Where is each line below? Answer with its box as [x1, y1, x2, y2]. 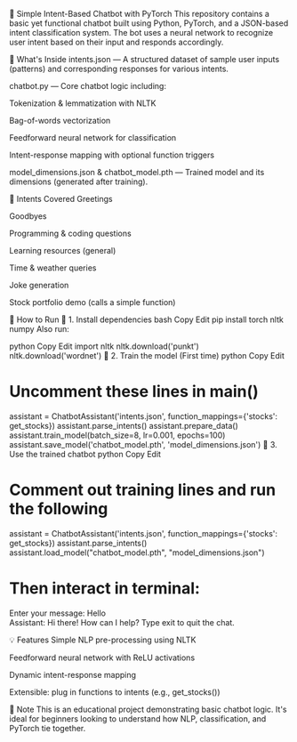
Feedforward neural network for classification [9, 133, 177, 142]
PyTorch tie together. [9, 722, 86, 733]
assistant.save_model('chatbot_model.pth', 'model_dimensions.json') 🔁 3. [9, 439, 277, 449]
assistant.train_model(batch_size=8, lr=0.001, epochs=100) [9, 430, 226, 440]
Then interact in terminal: [9, 578, 200, 599]
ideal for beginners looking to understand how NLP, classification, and [9, 713, 267, 724]
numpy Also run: [9, 324, 69, 334]
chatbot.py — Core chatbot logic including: [9, 81, 167, 91]
